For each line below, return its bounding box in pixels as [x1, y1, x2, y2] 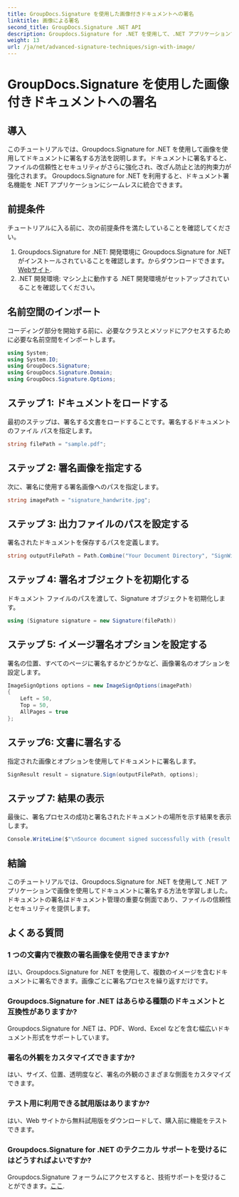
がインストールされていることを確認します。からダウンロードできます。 [17, 256, 229, 265]
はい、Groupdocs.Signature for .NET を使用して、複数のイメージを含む [7, 967, 216, 976]
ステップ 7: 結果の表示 [7, 792, 105, 804]
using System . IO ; [7, 356, 59, 363]
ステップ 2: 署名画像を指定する [7, 462, 143, 474]
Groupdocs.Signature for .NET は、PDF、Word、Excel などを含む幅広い [7, 1024, 218, 1033]
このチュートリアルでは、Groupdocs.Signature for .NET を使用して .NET [7, 877, 219, 886]
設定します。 [7, 668, 45, 676]
